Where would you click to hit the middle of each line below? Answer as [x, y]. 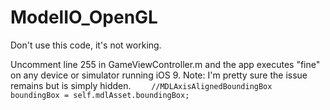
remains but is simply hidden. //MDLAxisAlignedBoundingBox [141, 85]
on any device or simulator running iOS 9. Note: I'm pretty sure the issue [159, 75]
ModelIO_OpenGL [84, 17]
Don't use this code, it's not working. [86, 45]
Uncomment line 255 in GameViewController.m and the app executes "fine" [165, 64]
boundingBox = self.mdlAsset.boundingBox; [100, 95]
